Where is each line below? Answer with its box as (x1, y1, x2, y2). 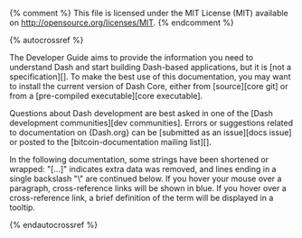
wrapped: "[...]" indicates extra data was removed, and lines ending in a (9, 164, 277, 174)
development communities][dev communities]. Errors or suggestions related (9, 117, 294, 128)
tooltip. (9, 202, 36, 213)
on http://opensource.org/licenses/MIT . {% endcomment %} (9, 17, 234, 28)
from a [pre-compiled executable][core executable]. (9, 90, 203, 101)
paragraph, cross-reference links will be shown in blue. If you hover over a (9, 183, 287, 193)
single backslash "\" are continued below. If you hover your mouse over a (9, 173, 282, 184)
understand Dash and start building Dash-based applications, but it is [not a (9, 62, 292, 72)
